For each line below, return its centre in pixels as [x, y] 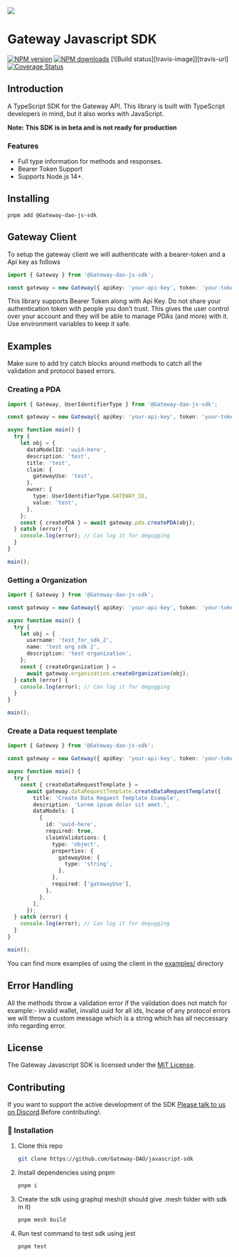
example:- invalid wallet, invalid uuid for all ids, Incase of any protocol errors [119, 1010]
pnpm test [32, 1247]
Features [23, 146]
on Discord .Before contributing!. [54, 1112]
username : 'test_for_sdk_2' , [69, 641]
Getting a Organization [47, 580]
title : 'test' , [49, 463]
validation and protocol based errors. [62, 371]
